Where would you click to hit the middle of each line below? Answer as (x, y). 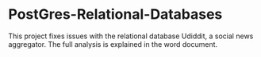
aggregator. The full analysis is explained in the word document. (113, 44)
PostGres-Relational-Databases (115, 14)
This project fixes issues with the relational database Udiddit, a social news (131, 36)
